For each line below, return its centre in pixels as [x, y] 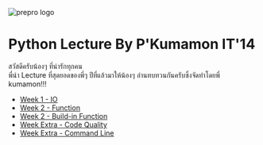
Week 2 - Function [50, 108]
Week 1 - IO [39, 99]
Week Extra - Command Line [67, 133]
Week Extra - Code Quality [63, 124]
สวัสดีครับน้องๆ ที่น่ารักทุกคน [45, 66]
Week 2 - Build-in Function [64, 116]
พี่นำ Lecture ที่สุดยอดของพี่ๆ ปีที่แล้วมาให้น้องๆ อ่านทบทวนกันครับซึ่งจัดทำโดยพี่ [114, 74]
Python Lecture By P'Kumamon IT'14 [132, 44]
